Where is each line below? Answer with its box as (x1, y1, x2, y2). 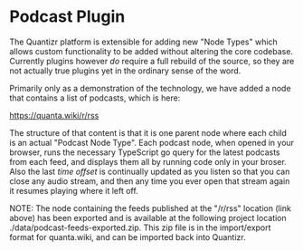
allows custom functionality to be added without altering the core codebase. (9, 45, 294, 56)
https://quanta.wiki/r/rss (9, 110, 99, 121)
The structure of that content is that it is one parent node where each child (9, 127, 288, 138)
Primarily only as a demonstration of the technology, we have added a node (9, 82, 291, 93)
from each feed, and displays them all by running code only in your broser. (9, 156, 287, 167)
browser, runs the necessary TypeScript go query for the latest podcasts (9, 147, 280, 158)
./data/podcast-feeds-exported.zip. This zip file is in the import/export (9, 222, 271, 233)
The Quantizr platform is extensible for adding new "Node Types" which (9, 36, 278, 47)
